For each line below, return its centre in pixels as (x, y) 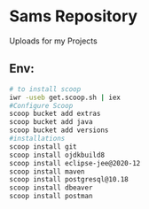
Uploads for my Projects (53, 41)
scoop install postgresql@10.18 (69, 180)
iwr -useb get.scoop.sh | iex (65, 97)
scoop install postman (51, 197)
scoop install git (43, 147)
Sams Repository (74, 16)
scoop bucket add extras (55, 114)
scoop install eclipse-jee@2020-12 (75, 163)
